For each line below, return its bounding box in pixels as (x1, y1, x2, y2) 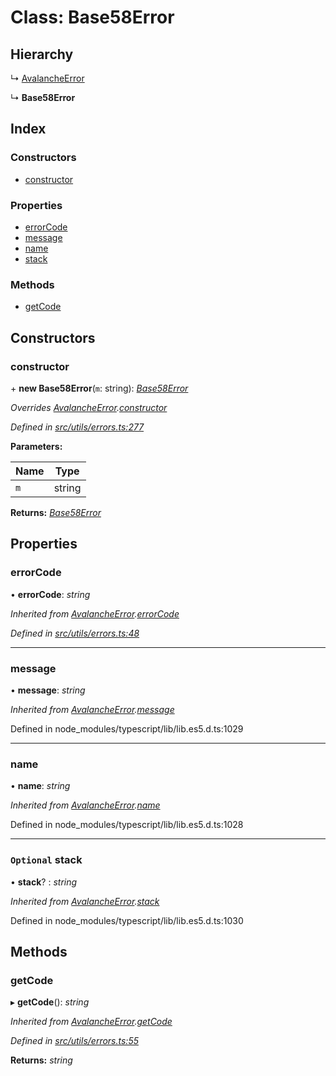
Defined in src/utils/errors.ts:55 (10, 1035, 139, 1047)
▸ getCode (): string (10, 996, 90, 1008)
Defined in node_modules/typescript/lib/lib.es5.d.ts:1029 (10, 722, 244, 735)
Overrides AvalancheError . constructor (10, 401, 168, 413)
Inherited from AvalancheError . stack (10, 895, 160, 907)
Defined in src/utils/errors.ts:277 (10, 421, 145, 433)
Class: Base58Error (10, 6, 175, 29)
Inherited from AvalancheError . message (10, 703, 175, 715)
